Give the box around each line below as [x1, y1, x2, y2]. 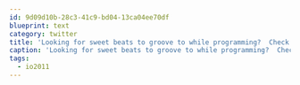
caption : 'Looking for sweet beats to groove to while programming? [9, 46, 270, 55]
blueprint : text [9, 21, 70, 30]
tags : [9, 54, 29, 63]
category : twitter [9, 29, 78, 38]
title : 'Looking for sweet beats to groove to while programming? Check [9, 37, 290, 47]
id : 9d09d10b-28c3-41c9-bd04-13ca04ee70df [9, 12, 170, 22]
